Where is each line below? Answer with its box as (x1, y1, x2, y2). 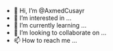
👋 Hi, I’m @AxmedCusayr (13, 7, 85, 14)
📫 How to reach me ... (13, 37, 77, 44)
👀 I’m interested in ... (13, 14, 72, 22)
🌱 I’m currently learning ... (13, 21, 87, 29)
